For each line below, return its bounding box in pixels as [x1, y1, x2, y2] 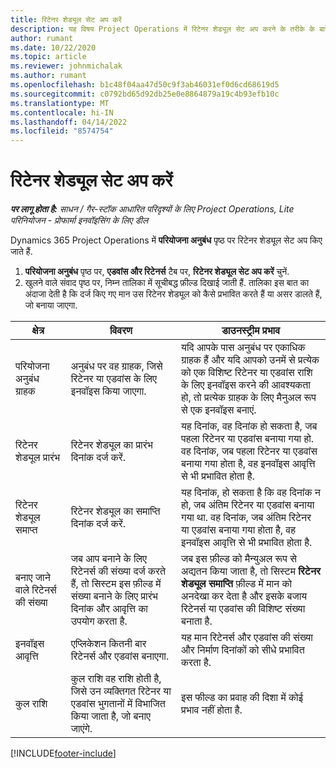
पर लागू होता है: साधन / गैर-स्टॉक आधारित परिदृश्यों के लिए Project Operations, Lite [10, 203, 295, 215]
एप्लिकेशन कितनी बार [70, 637, 147, 651]
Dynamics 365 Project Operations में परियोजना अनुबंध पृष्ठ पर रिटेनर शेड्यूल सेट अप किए [10, 234, 323, 246]
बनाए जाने [15, 571, 51, 585]
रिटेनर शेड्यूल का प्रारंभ [70, 438, 153, 452]
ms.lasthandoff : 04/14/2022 [10, 117, 128, 127]
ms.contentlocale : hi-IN [10, 107, 114, 118]
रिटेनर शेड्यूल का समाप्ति [70, 504, 161, 518]
